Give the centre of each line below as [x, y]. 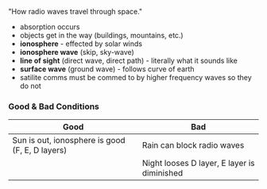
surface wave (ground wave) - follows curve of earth [107, 69]
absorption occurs [50, 27]
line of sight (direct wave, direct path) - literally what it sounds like [129, 60]
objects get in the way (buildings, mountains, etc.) [102, 35]
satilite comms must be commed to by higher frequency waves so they [135, 77]
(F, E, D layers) [40, 150]
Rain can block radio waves [193, 145]
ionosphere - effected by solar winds [81, 44]
